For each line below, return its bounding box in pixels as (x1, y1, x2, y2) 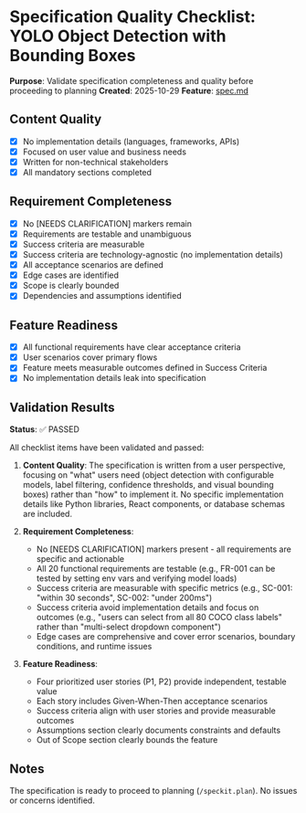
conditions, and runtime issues (36, 641, 153, 652)
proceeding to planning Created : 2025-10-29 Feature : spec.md (9, 85, 249, 96)
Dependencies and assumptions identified (22, 290, 182, 301)
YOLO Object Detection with (9, 26, 227, 47)
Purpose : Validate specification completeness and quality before (9, 75, 254, 86)
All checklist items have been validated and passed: (9, 442, 205, 453)
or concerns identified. (9, 795, 96, 806)
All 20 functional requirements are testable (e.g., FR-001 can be (36, 564, 276, 575)
